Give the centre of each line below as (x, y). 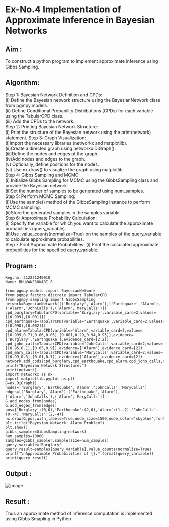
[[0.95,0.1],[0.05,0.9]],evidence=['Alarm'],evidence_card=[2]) (74, 348)
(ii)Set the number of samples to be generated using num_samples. (75, 191)
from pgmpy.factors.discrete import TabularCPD (56, 295)
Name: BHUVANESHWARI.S (29, 282)
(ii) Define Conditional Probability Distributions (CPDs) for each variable (79, 111)
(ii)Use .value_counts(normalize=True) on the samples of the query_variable (83, 234)
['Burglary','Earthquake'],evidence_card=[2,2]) (57, 339)
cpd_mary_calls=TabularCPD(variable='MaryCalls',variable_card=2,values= (84, 352)
